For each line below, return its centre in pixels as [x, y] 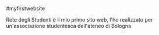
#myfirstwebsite [26, 8]
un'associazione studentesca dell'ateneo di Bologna [69, 26]
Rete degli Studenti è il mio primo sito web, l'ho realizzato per [79, 20]
